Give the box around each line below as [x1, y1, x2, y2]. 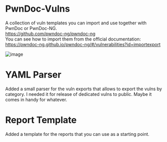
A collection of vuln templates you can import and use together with [5, 20, 147, 26]
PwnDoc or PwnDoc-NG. [5, 25, 57, 31]
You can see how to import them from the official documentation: [5, 36, 141, 42]
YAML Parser [5, 69, 62, 81]
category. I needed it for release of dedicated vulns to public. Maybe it [5, 91, 152, 97]
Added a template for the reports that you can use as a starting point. [5, 131, 150, 137]
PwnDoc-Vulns [5, 3, 70, 15]
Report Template [5, 115, 77, 126]
